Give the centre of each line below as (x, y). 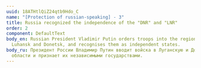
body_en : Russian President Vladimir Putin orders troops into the (92, 39)
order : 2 (17, 28)
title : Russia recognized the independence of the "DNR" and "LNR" (92, 22)
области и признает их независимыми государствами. (77, 56)
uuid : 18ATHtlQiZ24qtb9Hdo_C (42, 12)
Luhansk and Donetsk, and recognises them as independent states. (96, 45)
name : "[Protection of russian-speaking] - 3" (65, 17)
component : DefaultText (36, 34)
